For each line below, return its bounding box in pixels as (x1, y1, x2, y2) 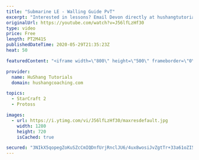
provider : (6, 69, 31, 75)
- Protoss (11, 101, 36, 107)
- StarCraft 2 (11, 96, 46, 102)
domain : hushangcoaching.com (11, 79, 84, 86)
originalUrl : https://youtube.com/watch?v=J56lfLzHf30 (6, 20, 145, 25)
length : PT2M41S (6, 36, 46, 42)
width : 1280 (17, 123, 46, 129)
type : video (6, 25, 36, 31)
